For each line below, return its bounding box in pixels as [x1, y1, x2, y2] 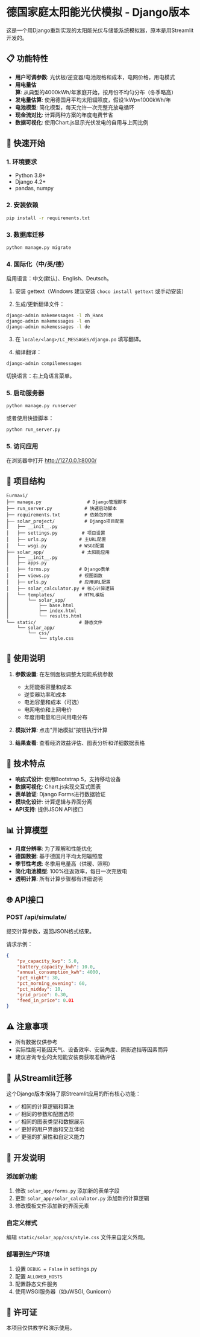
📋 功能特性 [6, 54, 49, 64]
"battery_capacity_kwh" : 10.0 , [17, 964, 96, 970]
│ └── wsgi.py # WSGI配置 [6, 543, 105, 549]
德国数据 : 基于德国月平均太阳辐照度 [14, 852, 103, 860]
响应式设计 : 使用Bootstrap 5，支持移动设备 [14, 776, 122, 783]
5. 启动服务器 [6, 388, 45, 397]
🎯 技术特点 [6, 758, 45, 768]
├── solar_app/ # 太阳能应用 [6, 549, 110, 555]
